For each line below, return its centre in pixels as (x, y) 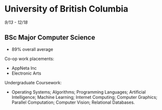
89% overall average (32, 49)
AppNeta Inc (24, 68)
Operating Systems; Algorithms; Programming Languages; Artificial (79, 92)
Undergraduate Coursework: (33, 82)
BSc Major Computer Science (50, 38)
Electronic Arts (26, 73)
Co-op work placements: (29, 59)
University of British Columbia (66, 9)
